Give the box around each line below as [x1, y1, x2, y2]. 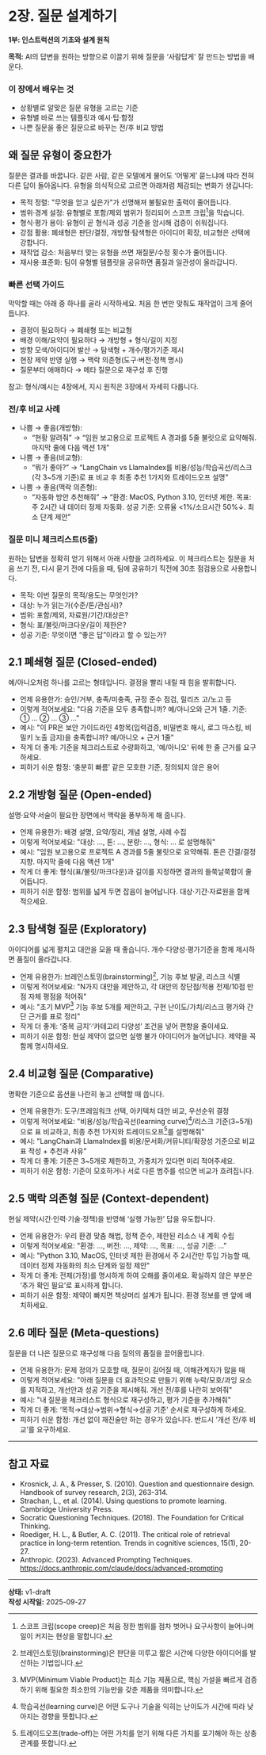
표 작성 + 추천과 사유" [19, 1146, 87, 1156]
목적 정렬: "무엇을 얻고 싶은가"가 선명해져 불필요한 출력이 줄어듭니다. [19, 197, 231, 207]
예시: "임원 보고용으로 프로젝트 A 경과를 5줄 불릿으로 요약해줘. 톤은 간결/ [19, 847, 244, 857]
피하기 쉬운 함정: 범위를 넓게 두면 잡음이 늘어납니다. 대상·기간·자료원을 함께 [19, 887, 250, 897]
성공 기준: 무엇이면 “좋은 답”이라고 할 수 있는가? [19, 629, 167, 639]
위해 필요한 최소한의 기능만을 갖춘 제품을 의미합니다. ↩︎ [34, 1684, 203, 1694]
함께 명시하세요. [19, 1042, 69, 1051]
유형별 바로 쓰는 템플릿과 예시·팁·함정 [19, 113, 135, 123]
